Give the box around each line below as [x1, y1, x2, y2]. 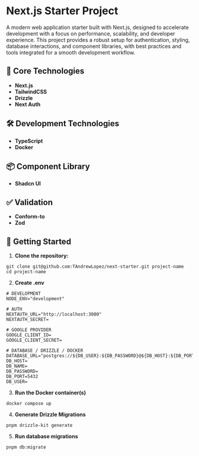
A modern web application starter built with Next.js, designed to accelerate [6, 24, 189, 31]
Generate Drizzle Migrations [14, 411, 86, 418]
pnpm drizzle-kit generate [6, 422, 73, 428]
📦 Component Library [6, 161, 90, 171]
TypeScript [14, 137, 43, 144]
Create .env [14, 280, 44, 286]
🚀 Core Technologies [6, 66, 85, 76]
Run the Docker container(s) [14, 389, 86, 396]
